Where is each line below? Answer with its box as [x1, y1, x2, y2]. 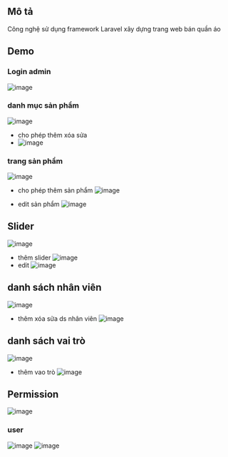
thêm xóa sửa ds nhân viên [17, 314, 98, 323]
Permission [7, 388, 59, 400]
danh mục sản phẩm [7, 101, 80, 111]
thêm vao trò [17, 367, 56, 376]
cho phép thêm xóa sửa [17, 130, 88, 139]
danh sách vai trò [7, 335, 85, 347]
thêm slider [17, 253, 51, 262]
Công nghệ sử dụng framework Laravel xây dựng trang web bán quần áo [7, 24, 221, 33]
